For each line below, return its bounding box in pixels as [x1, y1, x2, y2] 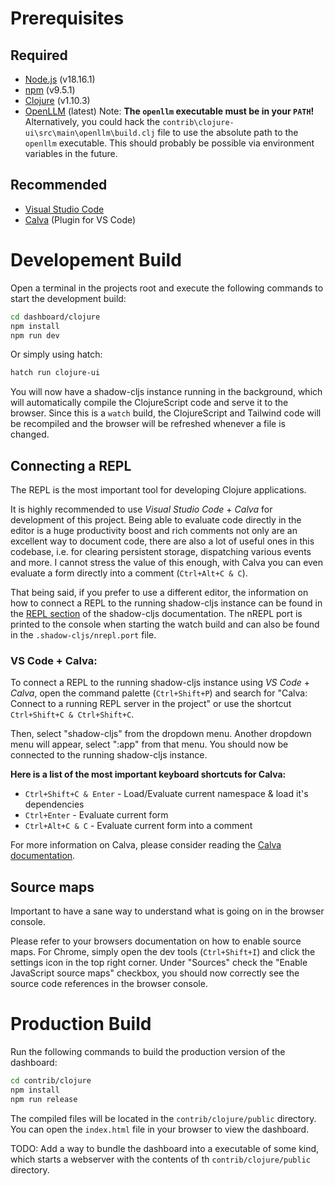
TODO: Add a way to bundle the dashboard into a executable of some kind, [10, 1142, 320, 1154]
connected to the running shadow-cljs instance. [10, 749, 208, 761]
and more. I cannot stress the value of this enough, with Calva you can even [10, 557, 324, 569]
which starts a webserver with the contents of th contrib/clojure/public [10, 1153, 311, 1165]
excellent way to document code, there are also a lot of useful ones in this [10, 535, 315, 547]
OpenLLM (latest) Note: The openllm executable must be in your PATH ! [24, 105, 315, 117]
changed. [10, 428, 50, 441]
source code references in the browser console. [10, 978, 208, 990]
